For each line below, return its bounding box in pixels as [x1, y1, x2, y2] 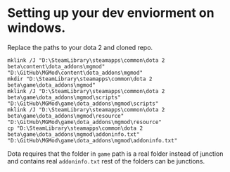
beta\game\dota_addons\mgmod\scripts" [7, 94, 121, 101]
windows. [7, 20, 66, 36]
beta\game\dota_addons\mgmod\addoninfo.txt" [7, 130, 140, 138]
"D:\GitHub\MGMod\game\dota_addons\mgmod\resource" [7, 118, 162, 125]
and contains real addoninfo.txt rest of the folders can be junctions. [7, 156, 205, 165]
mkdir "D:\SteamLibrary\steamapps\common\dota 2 [7, 75, 153, 82]
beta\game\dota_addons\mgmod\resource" [7, 112, 124, 119]
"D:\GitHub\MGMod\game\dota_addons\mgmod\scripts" [7, 100, 159, 107]
